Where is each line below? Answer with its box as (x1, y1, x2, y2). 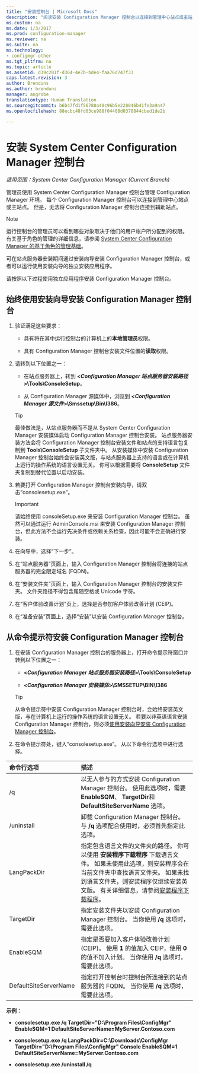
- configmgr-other (6, 53, 52, 59)
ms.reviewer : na (6, 36, 46, 42)
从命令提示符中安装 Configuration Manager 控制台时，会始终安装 (14, 706, 174, 713)
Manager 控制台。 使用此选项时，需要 (81, 784, 187, 792)
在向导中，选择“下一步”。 (14, 548, 77, 555)
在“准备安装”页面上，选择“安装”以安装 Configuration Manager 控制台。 (14, 613, 188, 620)
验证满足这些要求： (14, 322, 62, 329)
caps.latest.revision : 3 (6, 75, 68, 81)
